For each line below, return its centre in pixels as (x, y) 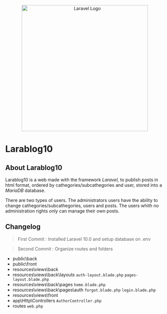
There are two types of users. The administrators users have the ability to (81, 200)
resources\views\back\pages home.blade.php (59, 284)
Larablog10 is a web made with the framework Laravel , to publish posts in (82, 180)
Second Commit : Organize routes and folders (65, 249)
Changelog (23, 227)
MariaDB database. (25, 190)
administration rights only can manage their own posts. (62, 211)
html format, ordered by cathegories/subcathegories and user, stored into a (84, 185)
